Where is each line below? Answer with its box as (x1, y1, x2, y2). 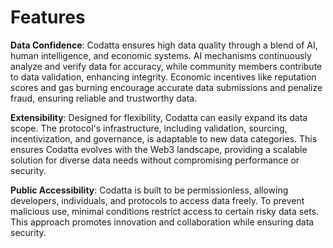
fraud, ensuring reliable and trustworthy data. (10, 92, 198, 104)
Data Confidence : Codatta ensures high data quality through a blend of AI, (10, 39, 318, 51)
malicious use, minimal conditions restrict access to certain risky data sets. (10, 205, 320, 217)
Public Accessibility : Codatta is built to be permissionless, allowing (10, 184, 289, 196)
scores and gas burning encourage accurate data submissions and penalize (10, 81, 323, 93)
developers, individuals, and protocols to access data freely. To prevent (10, 194, 305, 206)
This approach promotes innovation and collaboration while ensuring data (10, 216, 315, 228)
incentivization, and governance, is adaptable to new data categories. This (10, 132, 318, 145)
